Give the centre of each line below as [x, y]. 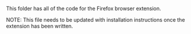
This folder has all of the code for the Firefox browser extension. [83, 8]
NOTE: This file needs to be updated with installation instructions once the [96, 20]
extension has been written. [40, 26]
